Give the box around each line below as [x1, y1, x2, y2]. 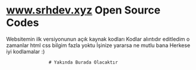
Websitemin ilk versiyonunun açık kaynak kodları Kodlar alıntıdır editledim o [6, 35, 190, 42]
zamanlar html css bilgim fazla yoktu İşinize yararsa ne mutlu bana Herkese [6, 42, 191, 49]
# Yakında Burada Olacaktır [48, 59, 118, 65]
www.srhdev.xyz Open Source [6, 4, 161, 17]
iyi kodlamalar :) [6, 48, 45, 55]
